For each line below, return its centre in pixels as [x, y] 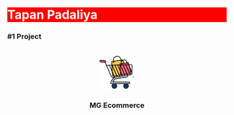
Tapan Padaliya [53, 15]
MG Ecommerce [117, 105]
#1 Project [24, 37]
